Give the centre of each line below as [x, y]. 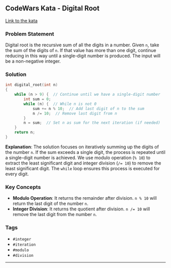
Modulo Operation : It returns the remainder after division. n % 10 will [84, 198]
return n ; [25, 132]
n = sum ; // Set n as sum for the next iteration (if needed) [92, 123]
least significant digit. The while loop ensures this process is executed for [83, 168]
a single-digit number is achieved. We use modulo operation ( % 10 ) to [78, 157]
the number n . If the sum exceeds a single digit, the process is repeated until [85, 152]
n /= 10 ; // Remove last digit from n [75, 113]
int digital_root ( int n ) [32, 85]
